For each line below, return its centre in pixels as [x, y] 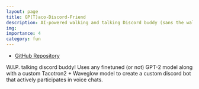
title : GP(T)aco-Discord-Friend [46, 17]
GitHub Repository [37, 56]
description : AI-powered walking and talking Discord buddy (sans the [95, 22]
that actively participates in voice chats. [55, 80]
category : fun [24, 39]
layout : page [22, 11]
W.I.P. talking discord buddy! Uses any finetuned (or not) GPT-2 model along [99, 67]
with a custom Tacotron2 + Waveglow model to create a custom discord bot [99, 73]
